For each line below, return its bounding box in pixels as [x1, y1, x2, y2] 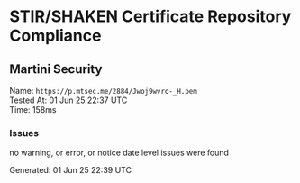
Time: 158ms [9, 105, 57, 114]
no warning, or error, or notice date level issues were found [9, 147, 230, 159]
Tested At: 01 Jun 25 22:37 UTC [9, 95, 128, 105]
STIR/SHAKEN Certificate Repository [9, 6, 292, 27]
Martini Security [9, 61, 103, 77]
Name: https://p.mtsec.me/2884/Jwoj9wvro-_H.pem [9, 86, 198, 96]
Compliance [9, 25, 102, 46]
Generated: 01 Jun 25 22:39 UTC [9, 165, 132, 176]
